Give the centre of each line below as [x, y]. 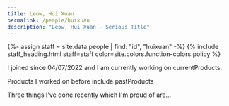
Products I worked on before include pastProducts [81, 81]
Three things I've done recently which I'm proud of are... [89, 95]
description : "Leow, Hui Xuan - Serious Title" [79, 27]
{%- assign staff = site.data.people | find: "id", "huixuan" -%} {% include [113, 47]
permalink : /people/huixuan [49, 20]
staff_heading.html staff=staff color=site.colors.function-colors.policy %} [114, 54]
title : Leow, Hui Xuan [41, 14]
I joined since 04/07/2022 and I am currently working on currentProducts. [115, 68]
